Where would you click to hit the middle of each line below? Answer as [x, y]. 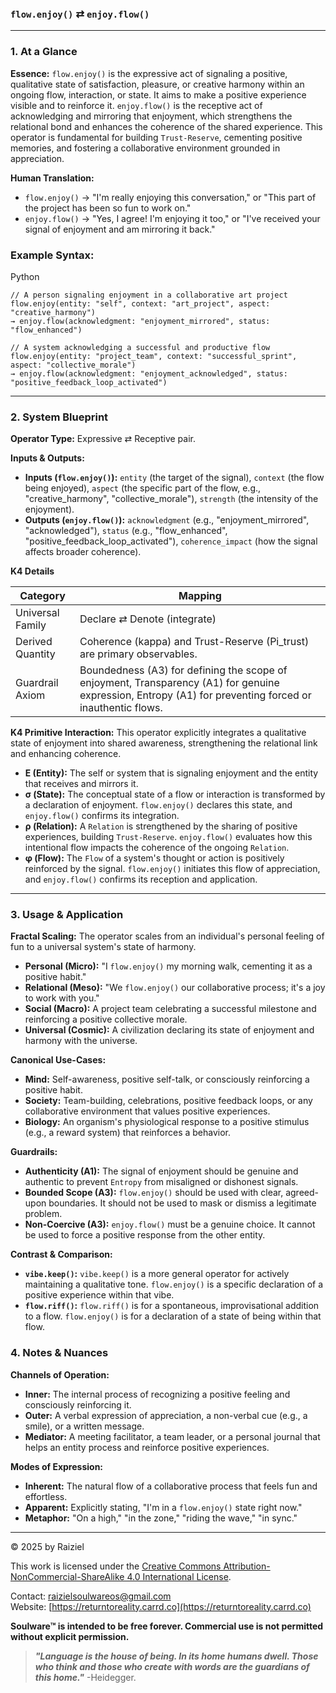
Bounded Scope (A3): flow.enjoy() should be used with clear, [154, 1193]
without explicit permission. [70, 1636]
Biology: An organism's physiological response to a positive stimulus [167, 1122]
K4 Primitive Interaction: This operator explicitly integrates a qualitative [158, 733]
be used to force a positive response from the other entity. [145, 1235]
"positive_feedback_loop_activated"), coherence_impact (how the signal [171, 541]
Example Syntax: [52, 255]
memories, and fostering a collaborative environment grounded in [145, 148]
